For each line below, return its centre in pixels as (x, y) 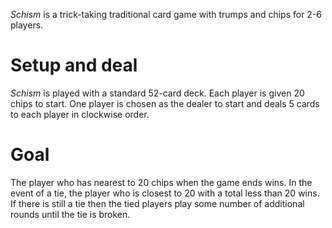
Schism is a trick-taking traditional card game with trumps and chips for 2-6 (166, 14)
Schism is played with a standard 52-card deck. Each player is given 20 (157, 93)
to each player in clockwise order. (80, 114)
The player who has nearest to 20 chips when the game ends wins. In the (161, 182)
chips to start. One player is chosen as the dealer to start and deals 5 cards (165, 103)
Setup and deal (74, 65)
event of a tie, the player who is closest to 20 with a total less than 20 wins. (165, 193)
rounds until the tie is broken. (70, 214)
